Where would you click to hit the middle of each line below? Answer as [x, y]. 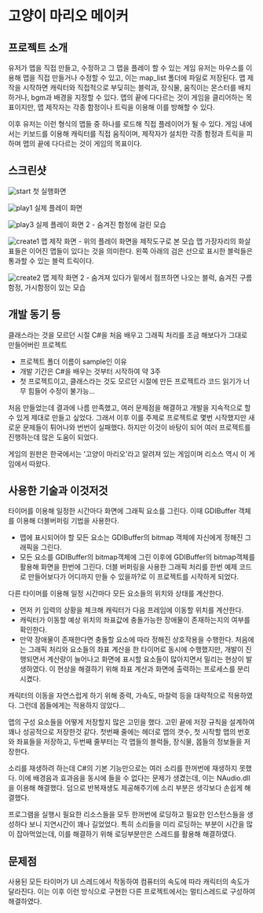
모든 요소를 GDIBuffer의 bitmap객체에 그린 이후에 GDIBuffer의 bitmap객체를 [137, 557]
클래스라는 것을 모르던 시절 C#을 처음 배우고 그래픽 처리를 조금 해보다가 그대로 [128, 335]
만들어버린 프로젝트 [38, 345]
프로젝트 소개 [38, 48]
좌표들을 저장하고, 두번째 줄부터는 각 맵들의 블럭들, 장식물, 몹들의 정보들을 [129, 742]
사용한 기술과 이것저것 [58, 491]
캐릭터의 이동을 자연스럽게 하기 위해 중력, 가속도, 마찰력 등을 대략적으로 [117, 695]
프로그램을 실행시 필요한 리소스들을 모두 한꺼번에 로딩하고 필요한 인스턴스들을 [127, 815]
